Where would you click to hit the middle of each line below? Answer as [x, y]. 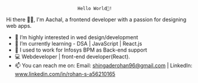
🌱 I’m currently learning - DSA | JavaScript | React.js [78, 44]
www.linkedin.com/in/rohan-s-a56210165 [65, 74]
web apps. [19, 26]
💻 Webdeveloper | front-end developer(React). [72, 57]
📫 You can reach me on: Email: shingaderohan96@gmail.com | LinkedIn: [103, 66]
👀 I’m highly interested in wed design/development [76, 37]
